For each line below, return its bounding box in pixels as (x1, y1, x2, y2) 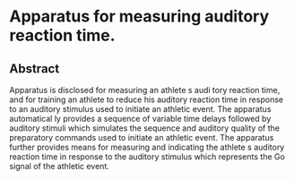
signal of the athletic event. (9, 161, 110, 171)
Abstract (9, 61, 60, 76)
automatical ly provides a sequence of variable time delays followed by (9, 114, 272, 124)
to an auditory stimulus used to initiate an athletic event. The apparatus (9, 104, 272, 114)
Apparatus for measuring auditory (9, 6, 270, 27)
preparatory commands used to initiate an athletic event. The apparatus (9, 133, 274, 142)
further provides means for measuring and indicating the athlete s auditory (9, 141, 285, 152)
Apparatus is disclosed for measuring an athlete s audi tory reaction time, (9, 85, 281, 95)
